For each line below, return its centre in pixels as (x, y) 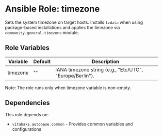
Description (106, 61)
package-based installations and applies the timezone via (63, 27)
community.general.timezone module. (42, 32)
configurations (27, 129)
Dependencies (27, 103)
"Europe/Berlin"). (75, 76)
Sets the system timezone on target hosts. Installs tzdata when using (74, 22)
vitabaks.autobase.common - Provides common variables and (73, 124)
